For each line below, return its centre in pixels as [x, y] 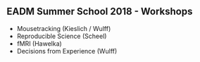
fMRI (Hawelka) [39, 43]
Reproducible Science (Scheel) [62, 36]
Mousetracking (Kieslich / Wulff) [64, 28]
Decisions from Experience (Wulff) [67, 51]
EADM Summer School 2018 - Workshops [100, 12]
